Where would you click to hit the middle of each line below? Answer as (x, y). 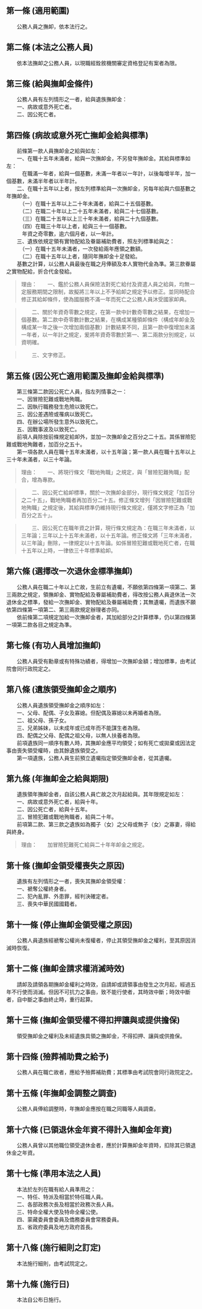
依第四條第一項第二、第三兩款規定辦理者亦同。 (64, 609)
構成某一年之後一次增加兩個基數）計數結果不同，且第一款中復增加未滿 (108, 327)
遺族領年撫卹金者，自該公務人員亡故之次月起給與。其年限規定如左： (101, 794)
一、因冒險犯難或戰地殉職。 (51, 399)
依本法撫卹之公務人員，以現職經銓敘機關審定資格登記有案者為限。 (98, 63)
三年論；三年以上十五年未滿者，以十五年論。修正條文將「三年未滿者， (108, 536)
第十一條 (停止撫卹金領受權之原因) (69, 925)
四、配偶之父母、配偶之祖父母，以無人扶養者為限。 (80, 735)
